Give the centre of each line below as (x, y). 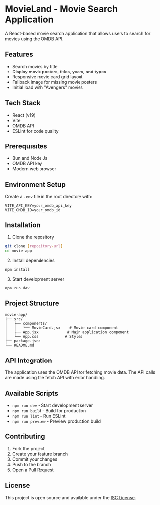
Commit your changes (35, 459)
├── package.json (23, 341)
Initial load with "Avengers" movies (47, 87)
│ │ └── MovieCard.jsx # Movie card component (62, 328)
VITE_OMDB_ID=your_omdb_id (33, 210)
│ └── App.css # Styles (44, 337)
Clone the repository (33, 237)
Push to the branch (32, 464)
